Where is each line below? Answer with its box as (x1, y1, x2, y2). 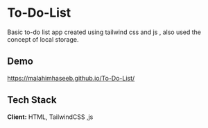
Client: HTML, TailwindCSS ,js (7, 113, 94, 121)
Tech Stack (7, 94, 57, 106)
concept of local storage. (7, 35, 79, 43)
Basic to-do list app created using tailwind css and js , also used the (7, 28, 202, 36)
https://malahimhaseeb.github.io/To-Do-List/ (7, 74, 135, 82)
